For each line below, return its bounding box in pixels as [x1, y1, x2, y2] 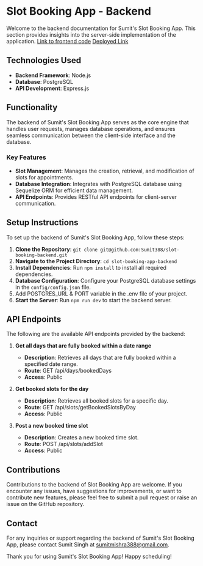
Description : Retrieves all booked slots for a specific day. [24, 397, 169, 404]
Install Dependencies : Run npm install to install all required [15, 264, 166, 271]
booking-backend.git [15, 252, 68, 258]
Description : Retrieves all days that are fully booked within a [24, 354, 176, 362]
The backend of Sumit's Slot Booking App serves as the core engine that [6, 118, 189, 126]
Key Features [6, 153, 47, 162]
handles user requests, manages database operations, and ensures [6, 125, 176, 132]
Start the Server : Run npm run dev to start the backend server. [15, 296, 172, 303]
